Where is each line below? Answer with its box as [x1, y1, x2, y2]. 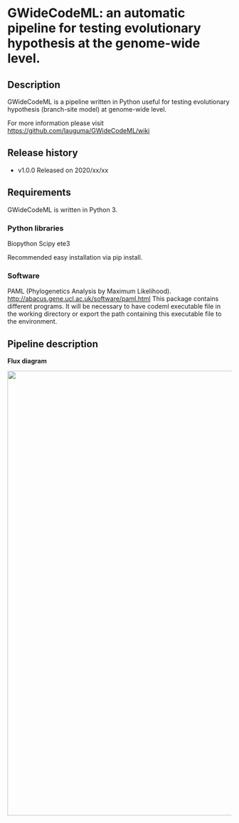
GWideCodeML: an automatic [7, 5, 186, 21]
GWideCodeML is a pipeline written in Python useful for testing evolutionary [7, 97, 230, 106]
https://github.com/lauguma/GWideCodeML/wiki [7, 127, 150, 134]
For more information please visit [7, 119, 105, 127]
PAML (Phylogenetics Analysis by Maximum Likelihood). [7, 287, 172, 296]
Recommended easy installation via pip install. [7, 253, 143, 261]
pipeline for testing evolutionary [7, 20, 201, 36]
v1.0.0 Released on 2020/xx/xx [17, 166, 109, 174]
